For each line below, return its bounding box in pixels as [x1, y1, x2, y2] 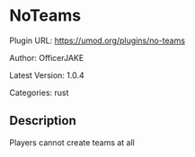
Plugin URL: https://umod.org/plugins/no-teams [9, 35, 186, 46]
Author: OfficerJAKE [9, 52, 84, 63]
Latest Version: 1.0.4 [9, 69, 85, 81]
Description [9, 113, 76, 128]
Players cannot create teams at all [9, 136, 135, 148]
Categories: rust [9, 87, 69, 98]
